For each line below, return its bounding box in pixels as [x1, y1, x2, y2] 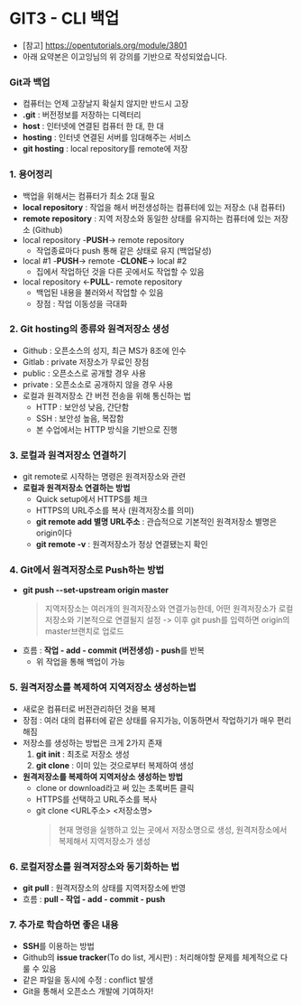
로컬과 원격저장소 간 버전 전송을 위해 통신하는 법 [22, 390, 191, 401]
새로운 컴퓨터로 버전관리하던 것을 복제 [22, 703, 156, 714]
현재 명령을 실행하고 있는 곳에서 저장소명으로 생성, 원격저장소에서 [58, 824, 288, 835]
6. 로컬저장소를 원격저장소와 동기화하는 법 [9, 860, 180, 872]
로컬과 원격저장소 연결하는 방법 [22, 482, 131, 493]
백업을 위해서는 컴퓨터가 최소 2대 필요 [22, 191, 156, 201]
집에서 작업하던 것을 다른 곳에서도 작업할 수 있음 [35, 265, 205, 276]
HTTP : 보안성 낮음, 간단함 [35, 401, 129, 412]
